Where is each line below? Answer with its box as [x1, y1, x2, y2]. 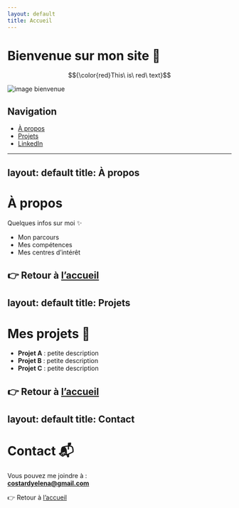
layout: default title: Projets [7, 297, 131, 309]
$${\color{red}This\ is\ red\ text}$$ [68, 71, 171, 80]
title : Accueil [7, 17, 53, 24]
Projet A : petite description [17, 349, 100, 357]
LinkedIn [17, 139, 43, 148]
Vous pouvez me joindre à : [7, 472, 87, 480]
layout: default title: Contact [7, 414, 135, 426]
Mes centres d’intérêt [17, 248, 80, 256]
